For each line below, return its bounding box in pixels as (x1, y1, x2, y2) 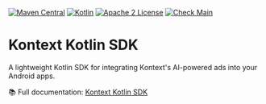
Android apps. (8, 71, 56, 81)
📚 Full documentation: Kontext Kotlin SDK (8, 87, 148, 97)
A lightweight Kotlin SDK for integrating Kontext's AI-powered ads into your (8, 62, 258, 72)
